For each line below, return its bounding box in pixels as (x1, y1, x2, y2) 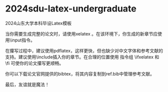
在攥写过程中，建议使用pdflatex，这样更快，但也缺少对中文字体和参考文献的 (5, 47, 163, 53)
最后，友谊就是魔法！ (5, 81, 49, 87)
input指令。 (11, 37, 35, 43)
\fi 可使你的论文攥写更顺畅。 (5, 60, 64, 66)
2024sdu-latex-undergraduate (5, 3, 137, 14)
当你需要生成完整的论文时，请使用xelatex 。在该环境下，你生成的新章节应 (5, 30, 158, 36)
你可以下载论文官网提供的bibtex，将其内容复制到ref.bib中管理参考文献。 (5, 70, 155, 76)
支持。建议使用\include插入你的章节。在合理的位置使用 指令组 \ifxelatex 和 (5, 53, 159, 60)
